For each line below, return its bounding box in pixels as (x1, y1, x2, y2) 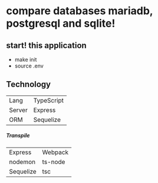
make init (14, 56, 37, 63)
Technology (6, 79, 51, 89)
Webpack (42, 148, 69, 156)
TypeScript (33, 96, 64, 104)
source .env (14, 62, 44, 69)
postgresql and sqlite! (6, 17, 116, 30)
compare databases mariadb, (6, 4, 153, 18)
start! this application (6, 40, 87, 50)
